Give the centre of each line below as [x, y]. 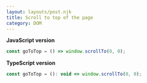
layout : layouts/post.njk [39, 12]
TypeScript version [31, 63]
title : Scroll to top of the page [50, 18]
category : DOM [24, 23]
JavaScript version [31, 41]
